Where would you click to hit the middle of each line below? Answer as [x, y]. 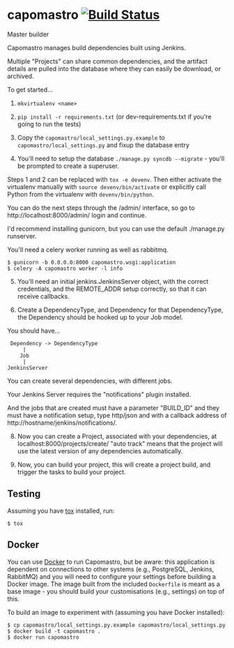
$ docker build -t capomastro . [54, 631]
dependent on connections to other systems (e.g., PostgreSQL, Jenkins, [111, 569]
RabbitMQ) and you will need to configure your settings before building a [111, 576]
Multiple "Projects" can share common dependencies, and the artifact [107, 61]
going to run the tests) [49, 124]
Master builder [28, 34]
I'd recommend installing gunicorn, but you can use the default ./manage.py [116, 228]
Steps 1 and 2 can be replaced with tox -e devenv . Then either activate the [115, 179]
